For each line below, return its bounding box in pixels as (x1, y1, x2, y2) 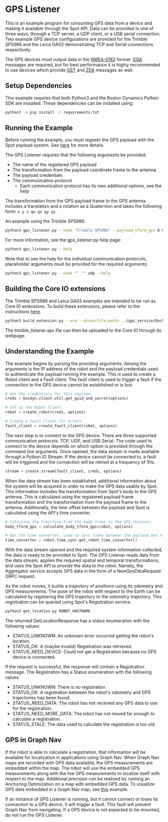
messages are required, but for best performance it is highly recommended (5, 62, 160, 68)
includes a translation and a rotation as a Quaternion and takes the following (5, 203, 162, 209)
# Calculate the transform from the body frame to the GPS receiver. (5, 519, 153, 524)
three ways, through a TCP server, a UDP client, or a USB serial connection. (5, 31, 161, 37)
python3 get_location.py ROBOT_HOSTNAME (5, 609, 91, 614)
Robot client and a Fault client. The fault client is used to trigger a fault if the (5, 376, 161, 382)
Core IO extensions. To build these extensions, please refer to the (5, 303, 140, 309)
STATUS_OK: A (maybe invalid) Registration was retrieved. (12, 643, 132, 649)
